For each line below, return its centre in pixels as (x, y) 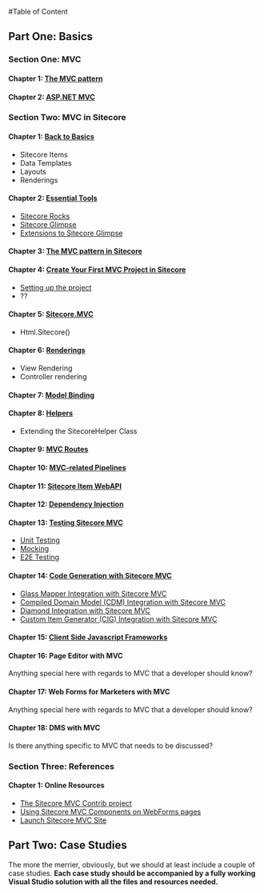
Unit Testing (40, 540)
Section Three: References (61, 766)
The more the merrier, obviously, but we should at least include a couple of (132, 864)
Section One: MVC (45, 59)
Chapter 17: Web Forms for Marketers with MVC (89, 692)
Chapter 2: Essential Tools (53, 198)
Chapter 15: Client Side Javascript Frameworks (88, 637)
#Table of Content (38, 12)
